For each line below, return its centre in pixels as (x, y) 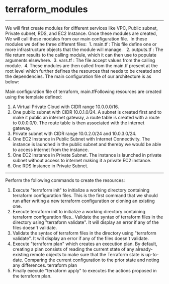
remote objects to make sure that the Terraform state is (87, 254)
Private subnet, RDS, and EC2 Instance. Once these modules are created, (81, 33)
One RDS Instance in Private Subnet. (50, 166)
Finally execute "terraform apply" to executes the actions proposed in (84, 270)
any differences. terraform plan (45, 265)
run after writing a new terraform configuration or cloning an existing (83, 201)
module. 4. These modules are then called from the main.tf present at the (82, 65)
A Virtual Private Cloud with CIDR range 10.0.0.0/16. (66, 107)
